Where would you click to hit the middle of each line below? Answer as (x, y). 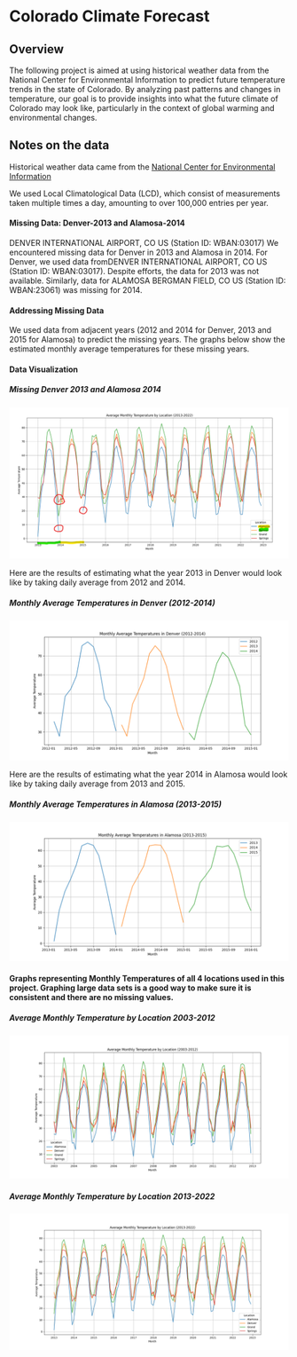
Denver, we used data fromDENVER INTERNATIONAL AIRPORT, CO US (138, 262)
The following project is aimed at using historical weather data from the (139, 70)
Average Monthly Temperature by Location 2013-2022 (112, 1196)
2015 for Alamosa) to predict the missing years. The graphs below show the (147, 340)
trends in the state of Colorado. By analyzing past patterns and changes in (145, 89)
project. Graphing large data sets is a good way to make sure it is (130, 988)
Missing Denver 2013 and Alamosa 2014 (85, 390)
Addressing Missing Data (57, 310)
